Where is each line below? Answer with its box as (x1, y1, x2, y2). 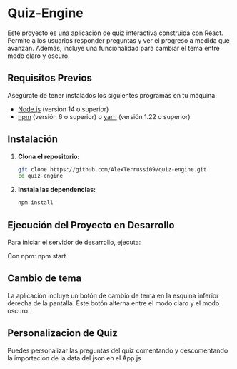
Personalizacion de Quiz (7, 327, 118, 340)
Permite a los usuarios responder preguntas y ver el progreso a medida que (7, 36, 230, 44)
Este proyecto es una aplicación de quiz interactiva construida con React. (7, 29, 223, 37)
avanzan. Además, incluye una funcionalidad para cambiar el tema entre (7, 44, 220, 52)
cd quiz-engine (17, 173, 64, 180)
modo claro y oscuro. (7, 51, 70, 60)
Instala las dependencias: (17, 186, 96, 194)
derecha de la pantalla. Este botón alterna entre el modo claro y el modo (7, 298, 220, 308)
